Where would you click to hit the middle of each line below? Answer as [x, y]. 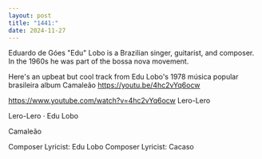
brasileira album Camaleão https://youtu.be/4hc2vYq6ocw [104, 85]
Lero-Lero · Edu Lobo [43, 116]
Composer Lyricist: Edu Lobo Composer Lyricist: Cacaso [101, 147]
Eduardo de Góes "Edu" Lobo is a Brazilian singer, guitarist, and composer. [131, 53]
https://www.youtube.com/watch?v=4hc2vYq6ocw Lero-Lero [109, 101]
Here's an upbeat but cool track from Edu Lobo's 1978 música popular [123, 77]
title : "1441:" [34, 23]
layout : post [30, 16]
